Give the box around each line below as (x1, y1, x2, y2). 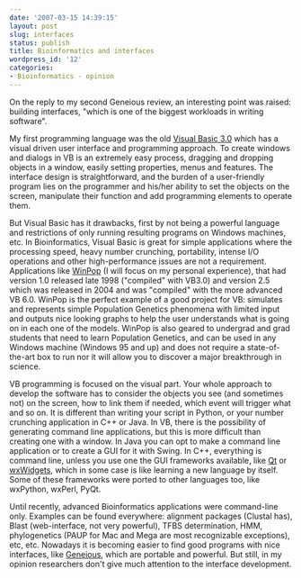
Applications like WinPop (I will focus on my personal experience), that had (9, 265, 287, 275)
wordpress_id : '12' (9, 55, 83, 64)
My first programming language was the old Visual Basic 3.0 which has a (9, 132, 279, 144)
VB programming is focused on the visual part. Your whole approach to (9, 378, 272, 389)
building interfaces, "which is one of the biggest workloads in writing (9, 105, 264, 117)
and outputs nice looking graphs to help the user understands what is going (9, 312, 290, 324)
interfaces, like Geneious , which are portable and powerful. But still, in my (9, 548, 282, 559)
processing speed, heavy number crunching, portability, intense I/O (9, 246, 260, 257)
